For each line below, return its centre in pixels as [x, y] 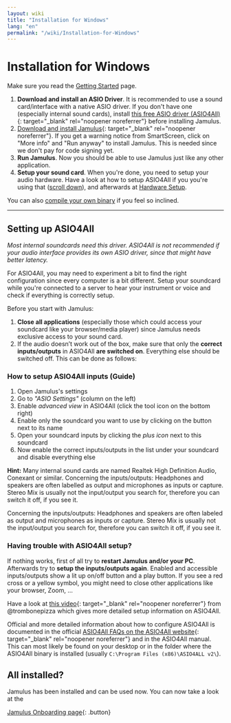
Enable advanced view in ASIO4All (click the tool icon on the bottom [114, 406]
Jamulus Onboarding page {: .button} [59, 712]
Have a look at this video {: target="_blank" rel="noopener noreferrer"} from [114, 603]
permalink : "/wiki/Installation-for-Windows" [73, 33]
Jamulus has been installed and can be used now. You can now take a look [113, 692]
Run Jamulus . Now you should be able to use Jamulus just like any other [120, 158]
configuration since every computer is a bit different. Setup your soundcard [114, 281]
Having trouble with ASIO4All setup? [69, 546]
